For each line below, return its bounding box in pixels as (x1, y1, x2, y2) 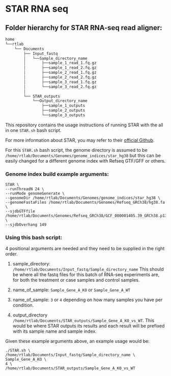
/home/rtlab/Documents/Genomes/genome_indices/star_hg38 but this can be (5, 152, 161, 158)
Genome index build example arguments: (5, 170, 109, 177)
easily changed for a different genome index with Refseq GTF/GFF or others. (5, 157, 166, 164)
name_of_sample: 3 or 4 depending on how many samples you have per (12, 297, 163, 303)
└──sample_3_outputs (41, 113, 85, 118)
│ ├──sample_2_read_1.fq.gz (23, 70, 97, 75)
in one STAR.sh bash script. (5, 127, 62, 133)
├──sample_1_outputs (41, 103, 85, 109)
